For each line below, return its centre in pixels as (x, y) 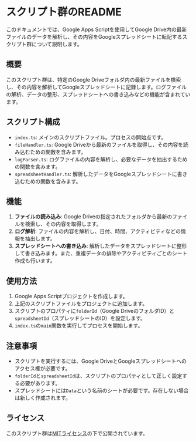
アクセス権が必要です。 (42, 368)
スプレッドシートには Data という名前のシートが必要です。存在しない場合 (102, 390)
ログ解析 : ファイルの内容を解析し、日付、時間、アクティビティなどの (98, 231)
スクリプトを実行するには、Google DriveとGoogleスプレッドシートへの (101, 361)
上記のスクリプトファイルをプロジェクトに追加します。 (81, 303)
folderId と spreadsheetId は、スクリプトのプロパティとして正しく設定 (98, 376)
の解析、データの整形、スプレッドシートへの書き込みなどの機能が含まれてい (98, 94)
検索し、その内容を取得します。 (63, 224)
